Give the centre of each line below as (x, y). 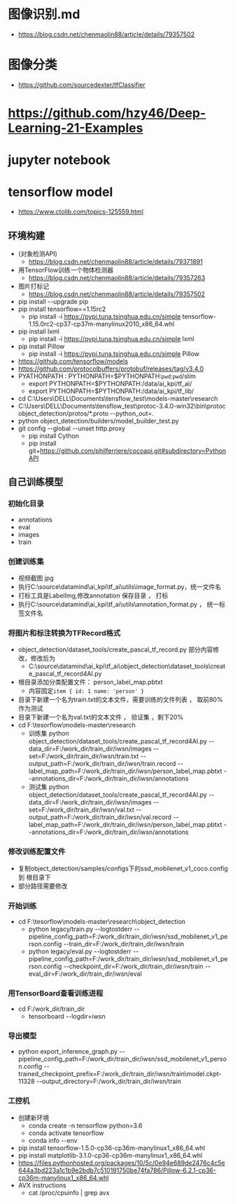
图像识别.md (44, 14)
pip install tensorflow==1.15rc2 (62, 309)
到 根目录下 (34, 877)
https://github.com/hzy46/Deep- (107, 113)
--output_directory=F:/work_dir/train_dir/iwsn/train (108, 1081)
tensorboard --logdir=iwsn (67, 1017)
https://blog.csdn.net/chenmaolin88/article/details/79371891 (116, 262)
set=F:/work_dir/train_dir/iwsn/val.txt (81, 810)
